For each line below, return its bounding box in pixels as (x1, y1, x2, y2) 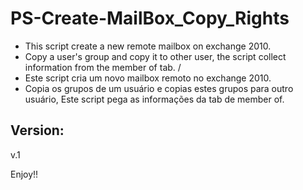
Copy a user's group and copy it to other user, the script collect (24, 50, 287, 62)
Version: (10, 122, 65, 139)
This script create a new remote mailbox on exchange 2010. (24, 40, 272, 52)
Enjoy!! (10, 168, 39, 180)
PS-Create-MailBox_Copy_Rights (10, 7, 290, 30)
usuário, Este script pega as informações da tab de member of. (24, 93, 285, 105)
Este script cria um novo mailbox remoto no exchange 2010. (24, 72, 272, 84)
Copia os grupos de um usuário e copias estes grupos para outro (24, 82, 294, 94)
